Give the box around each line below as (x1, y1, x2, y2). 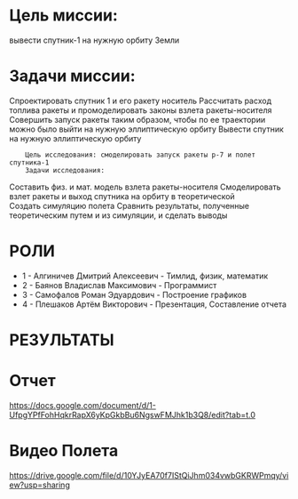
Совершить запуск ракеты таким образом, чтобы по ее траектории (9, 114, 266, 125)
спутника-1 (9, 157, 50, 167)
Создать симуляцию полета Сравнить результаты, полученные (9, 200, 250, 211)
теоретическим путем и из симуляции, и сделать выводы (9, 210, 228, 221)
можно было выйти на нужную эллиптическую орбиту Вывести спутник (9, 124, 284, 134)
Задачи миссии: (9, 66, 136, 86)
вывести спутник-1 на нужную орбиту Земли (9, 35, 180, 45)
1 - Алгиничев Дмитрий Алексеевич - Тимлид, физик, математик (21, 270, 269, 281)
